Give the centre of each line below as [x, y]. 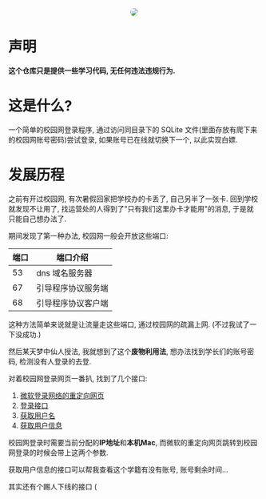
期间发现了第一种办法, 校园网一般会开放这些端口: [89, 235]
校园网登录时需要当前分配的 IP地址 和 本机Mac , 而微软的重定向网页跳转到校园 [133, 442]
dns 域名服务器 [65, 273]
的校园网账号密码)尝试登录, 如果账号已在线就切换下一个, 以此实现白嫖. [123, 139]
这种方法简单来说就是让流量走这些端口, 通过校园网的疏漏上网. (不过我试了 [129, 324]
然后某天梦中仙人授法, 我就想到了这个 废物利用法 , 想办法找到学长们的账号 [128, 351]
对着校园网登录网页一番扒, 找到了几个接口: [78, 378]
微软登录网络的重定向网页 [62, 395]
